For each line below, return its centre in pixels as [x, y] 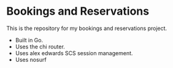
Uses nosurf [31, 59]
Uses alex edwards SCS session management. [74, 53]
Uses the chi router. [40, 47]
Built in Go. [29, 40]
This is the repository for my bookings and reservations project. [87, 28]
